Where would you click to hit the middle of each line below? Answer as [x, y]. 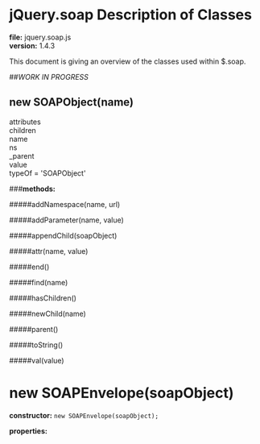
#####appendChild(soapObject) [63, 235]
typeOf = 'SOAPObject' [48, 173]
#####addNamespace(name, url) [65, 204]
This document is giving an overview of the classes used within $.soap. [128, 61]
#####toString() [36, 345]
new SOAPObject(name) [72, 102]
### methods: [32, 189]
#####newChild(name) [48, 313]
